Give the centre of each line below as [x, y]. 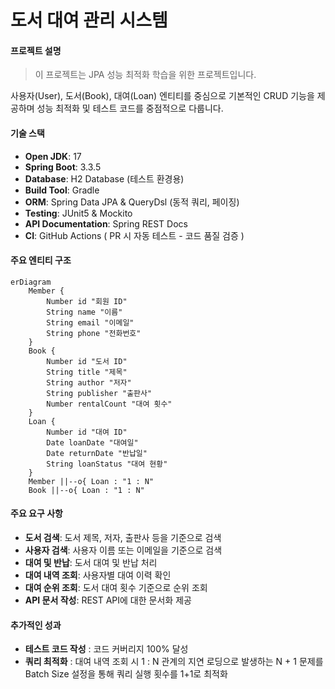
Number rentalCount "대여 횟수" [109, 404]
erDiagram [31, 282]
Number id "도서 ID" [87, 361]
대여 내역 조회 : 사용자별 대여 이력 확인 [98, 575]
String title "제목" [87, 372]
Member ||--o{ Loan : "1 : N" [91, 481]
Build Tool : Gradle [62, 190]
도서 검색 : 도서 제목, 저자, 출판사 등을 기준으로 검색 [123, 537]
